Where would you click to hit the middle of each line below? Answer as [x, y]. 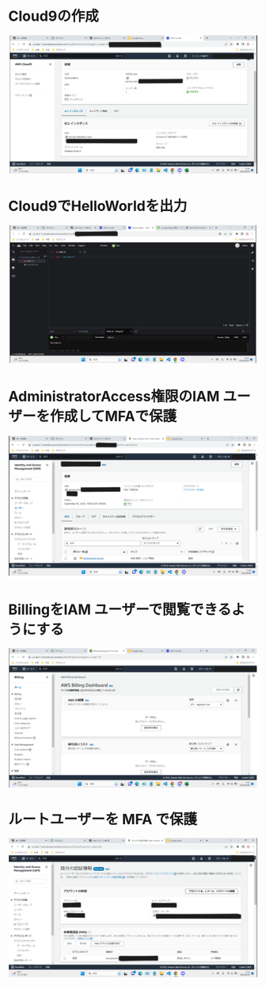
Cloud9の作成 [53, 16]
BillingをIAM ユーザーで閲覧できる [120, 610]
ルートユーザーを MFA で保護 [103, 819]
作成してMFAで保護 [114, 416]
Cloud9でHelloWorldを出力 [98, 206]
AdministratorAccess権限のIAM [114, 397]
